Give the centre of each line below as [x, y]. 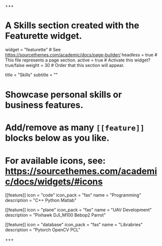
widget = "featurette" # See [33, 49]
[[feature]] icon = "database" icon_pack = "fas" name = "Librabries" [74, 225]
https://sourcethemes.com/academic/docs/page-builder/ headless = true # [81, 55]
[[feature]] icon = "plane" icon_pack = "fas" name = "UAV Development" [79, 210]
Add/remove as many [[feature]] [75, 128]
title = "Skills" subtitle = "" [31, 75]
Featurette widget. [44, 36]
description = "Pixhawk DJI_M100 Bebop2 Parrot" [55, 215]
